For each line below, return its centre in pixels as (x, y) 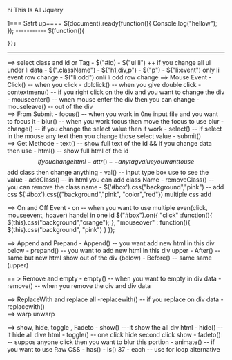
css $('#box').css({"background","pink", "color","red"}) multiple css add (109, 194)
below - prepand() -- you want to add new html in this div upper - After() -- (114, 250)
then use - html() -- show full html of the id (68, 151)
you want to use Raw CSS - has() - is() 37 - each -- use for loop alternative (114, 349)
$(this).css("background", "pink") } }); (61, 230)
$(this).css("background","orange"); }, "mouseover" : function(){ (99, 222)
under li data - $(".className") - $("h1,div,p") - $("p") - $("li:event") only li (113, 70)
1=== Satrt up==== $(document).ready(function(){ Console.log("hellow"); (112, 23)
